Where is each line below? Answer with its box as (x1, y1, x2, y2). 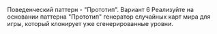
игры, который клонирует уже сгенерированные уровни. (7, 20, 174, 27)
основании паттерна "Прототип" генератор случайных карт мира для (7, 13, 211, 21)
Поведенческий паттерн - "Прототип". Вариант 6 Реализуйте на (7, 6, 194, 13)
